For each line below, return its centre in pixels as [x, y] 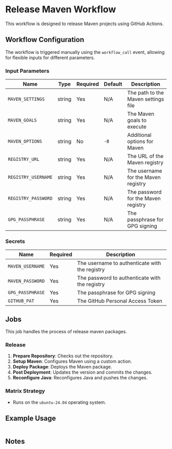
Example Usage [31, 419]
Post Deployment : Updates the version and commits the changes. [82, 372]
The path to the [146, 93]
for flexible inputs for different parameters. [50, 57]
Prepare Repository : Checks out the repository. [63, 356]
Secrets [15, 241]
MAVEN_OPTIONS [25, 141]
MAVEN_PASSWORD [26, 281]
